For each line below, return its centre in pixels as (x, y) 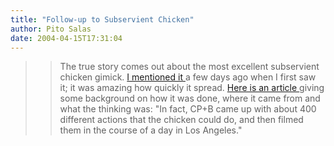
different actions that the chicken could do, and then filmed (181, 120)
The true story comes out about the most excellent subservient (189, 67)
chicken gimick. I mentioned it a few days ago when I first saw (188, 77)
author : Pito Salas (51, 29)
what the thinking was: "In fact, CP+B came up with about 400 (188, 109)
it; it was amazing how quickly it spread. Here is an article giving (192, 88)
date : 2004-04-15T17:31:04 (66, 38)
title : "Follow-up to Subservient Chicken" (102, 19)
